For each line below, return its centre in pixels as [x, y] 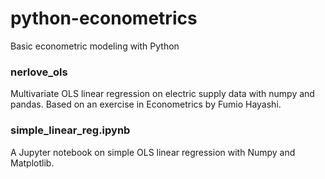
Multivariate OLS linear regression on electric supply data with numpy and [162, 94]
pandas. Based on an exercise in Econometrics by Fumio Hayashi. [146, 104]
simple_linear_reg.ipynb [70, 130]
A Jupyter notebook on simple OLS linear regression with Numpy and [153, 152]
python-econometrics [104, 18]
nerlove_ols [39, 72]
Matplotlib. [32, 163]
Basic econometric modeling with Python [95, 46]
